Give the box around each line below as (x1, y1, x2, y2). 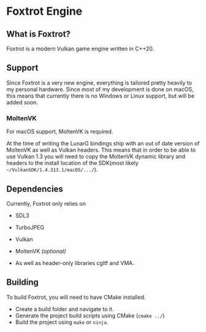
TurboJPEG (15, 223, 45, 231)
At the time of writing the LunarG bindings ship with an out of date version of (6, 140, 200, 147)
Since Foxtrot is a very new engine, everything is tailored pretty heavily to (6, 79, 192, 87)
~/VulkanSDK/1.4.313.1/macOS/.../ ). (6, 166, 98, 173)
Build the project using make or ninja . (15, 318, 109, 326)
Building (6, 277, 39, 288)
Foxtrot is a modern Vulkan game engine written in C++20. (6, 45, 154, 52)
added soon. (6, 98, 39, 106)
